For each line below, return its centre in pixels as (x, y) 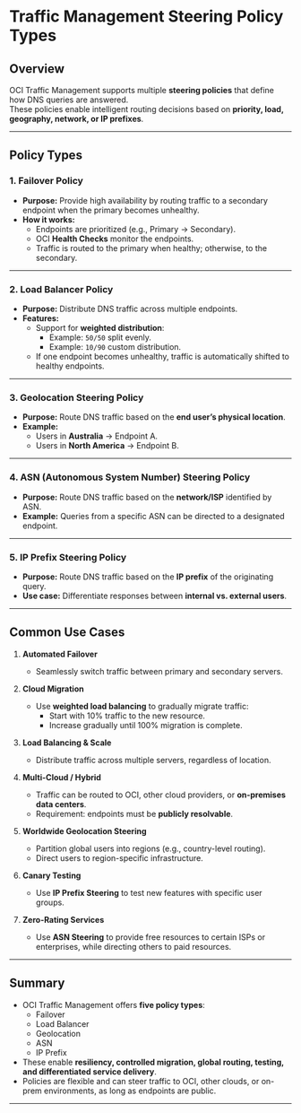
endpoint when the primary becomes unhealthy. (111, 210)
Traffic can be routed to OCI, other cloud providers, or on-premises (161, 795)
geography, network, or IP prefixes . (77, 119)
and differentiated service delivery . (89, 1071)
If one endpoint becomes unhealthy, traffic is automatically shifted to (162, 356)
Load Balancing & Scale (67, 743)
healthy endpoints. (70, 366)
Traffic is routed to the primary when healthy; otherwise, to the (151, 248)
